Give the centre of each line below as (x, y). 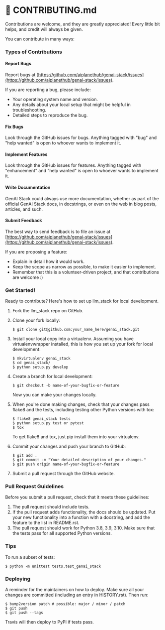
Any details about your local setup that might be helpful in (71, 105)
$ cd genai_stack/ (31, 363)
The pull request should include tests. (51, 507)
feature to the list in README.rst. (46, 523)
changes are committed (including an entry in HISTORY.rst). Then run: (77, 595)
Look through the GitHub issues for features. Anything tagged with (73, 165)
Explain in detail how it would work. (48, 261)
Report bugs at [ (22, 75)
